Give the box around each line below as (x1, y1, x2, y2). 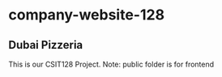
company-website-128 (8, 6, 164, 24)
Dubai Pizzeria (8, 38, 83, 52)
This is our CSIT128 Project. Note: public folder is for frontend (8, 59, 215, 69)
